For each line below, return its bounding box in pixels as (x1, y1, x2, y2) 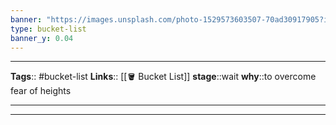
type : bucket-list (10, 24, 87, 34)
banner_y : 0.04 (10, 33, 74, 43)
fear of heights (10, 85, 72, 97)
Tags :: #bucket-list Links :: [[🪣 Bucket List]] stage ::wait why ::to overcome (10, 71, 317, 83)
